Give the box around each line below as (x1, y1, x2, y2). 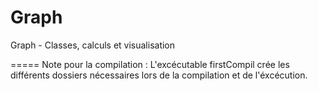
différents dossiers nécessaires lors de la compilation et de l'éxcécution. (10, 69, 308, 81)
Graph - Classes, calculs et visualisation (10, 39, 176, 51)
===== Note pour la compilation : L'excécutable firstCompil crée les (10, 58, 290, 70)
